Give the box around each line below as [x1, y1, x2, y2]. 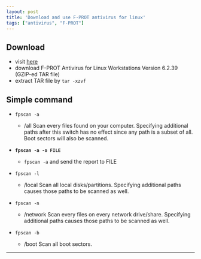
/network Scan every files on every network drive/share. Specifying [23, 211, 191, 218]
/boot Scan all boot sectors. [23, 240, 93, 248]
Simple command [6, 94, 73, 105]
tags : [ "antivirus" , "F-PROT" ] [6, 20, 84, 26]
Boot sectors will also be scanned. [23, 135, 109, 141]
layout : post [6, 8, 39, 15]
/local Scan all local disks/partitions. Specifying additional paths [23, 181, 181, 188]
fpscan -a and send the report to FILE [23, 158, 117, 165]
